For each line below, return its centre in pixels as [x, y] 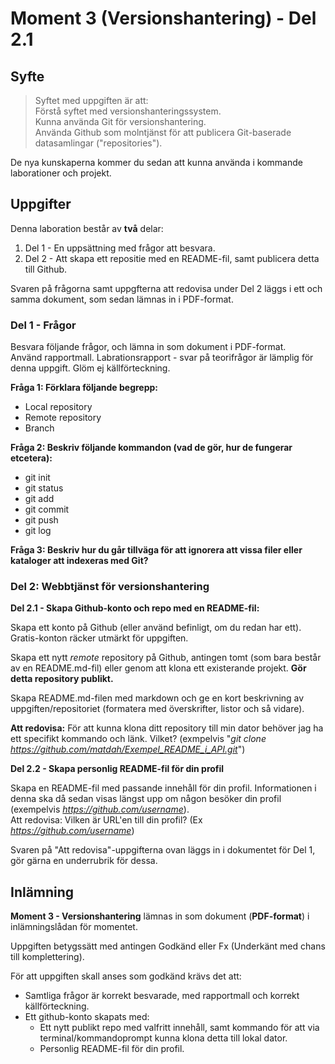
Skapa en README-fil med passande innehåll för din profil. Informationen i [163, 788]
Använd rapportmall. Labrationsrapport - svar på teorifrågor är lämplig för [162, 358]
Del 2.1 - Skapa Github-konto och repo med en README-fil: [135, 608]
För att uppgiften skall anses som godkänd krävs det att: [126, 976]
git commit [47, 509]
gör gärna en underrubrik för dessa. [84, 861]
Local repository [58, 407]
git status [44, 488]
